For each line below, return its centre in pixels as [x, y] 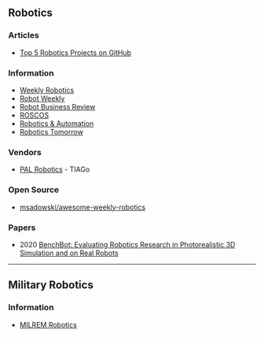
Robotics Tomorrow [51, 131]
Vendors [25, 152]
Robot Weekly [42, 98]
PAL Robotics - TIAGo [55, 169]
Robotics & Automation [57, 123]
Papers [22, 228]
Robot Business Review [57, 106]
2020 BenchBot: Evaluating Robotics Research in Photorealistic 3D [127, 244]
